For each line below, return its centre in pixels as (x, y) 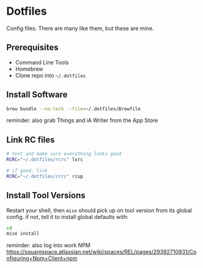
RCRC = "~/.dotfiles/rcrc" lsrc (45, 160)
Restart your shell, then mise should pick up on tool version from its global (99, 210)
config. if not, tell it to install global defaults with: (68, 216)
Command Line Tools (42, 62)
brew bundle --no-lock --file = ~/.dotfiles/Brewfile (73, 109)
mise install (23, 234)
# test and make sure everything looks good (64, 154)
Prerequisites (32, 48)
